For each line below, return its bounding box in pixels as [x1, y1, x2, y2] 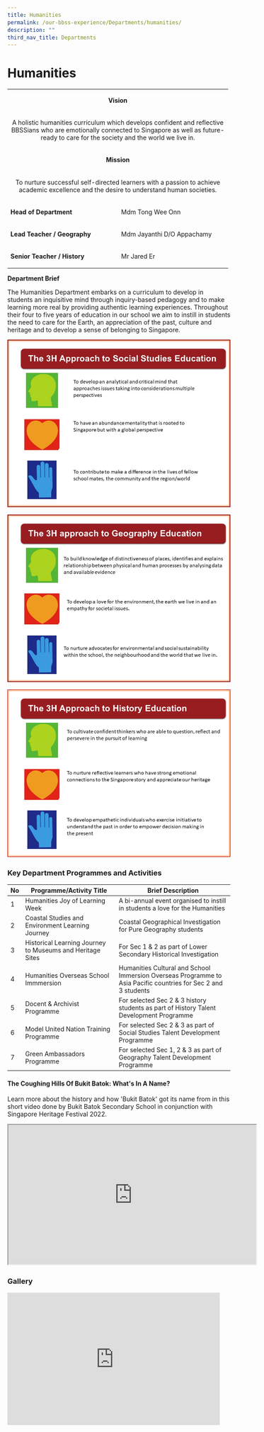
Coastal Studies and [25, 914, 84, 923]
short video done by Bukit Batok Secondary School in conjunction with [7, 1103, 213, 1111]
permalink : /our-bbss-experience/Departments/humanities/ [7, 18, 182, 26]
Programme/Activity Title [30, 886, 108, 894]
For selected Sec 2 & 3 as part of [118, 1021, 214, 1030]
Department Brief [7, 274, 60, 283]
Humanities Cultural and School [118, 964, 211, 972]
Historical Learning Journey [25, 939, 106, 947]
